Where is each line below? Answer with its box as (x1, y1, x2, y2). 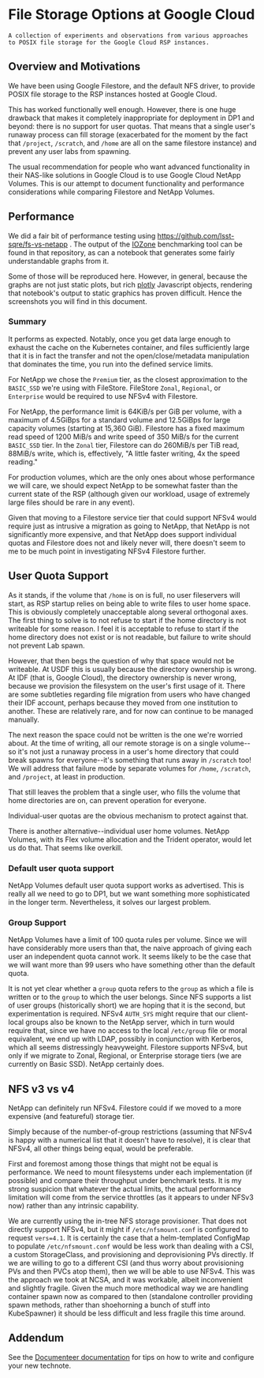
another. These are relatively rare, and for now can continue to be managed (8, 706, 254, 715)
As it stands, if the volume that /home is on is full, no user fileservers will (8, 590, 240, 599)
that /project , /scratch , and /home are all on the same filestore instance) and (8, 138, 257, 148)
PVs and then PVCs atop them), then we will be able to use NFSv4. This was (8, 1267, 255, 1276)
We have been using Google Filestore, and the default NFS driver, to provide (8, 81, 255, 90)
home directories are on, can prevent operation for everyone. (8, 795, 207, 805)
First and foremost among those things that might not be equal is (8, 1159, 219, 1169)
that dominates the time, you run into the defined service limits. (8, 359, 214, 369)
